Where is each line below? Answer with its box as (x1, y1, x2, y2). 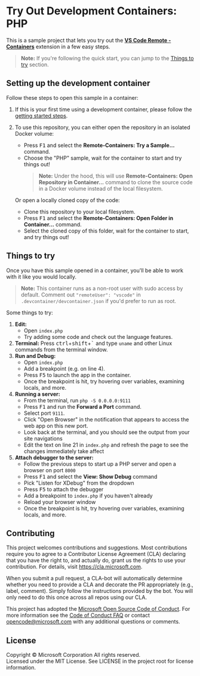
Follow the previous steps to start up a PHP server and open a (23, 460, 176, 467)
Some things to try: (6, 309, 53, 316)
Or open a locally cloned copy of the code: (14, 196, 121, 204)
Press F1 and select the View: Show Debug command (23, 473, 158, 480)
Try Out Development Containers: (6, 4, 177, 18)
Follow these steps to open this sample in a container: (6, 94, 139, 101)
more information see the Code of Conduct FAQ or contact (6, 611, 150, 619)
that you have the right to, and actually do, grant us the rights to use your (6, 557, 186, 564)
